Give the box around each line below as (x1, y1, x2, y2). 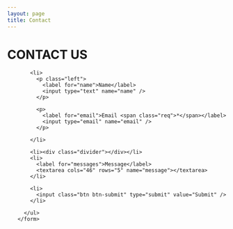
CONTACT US (7, 47, 88, 63)
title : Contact (7, 17, 51, 24)
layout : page (7, 10, 45, 17)
